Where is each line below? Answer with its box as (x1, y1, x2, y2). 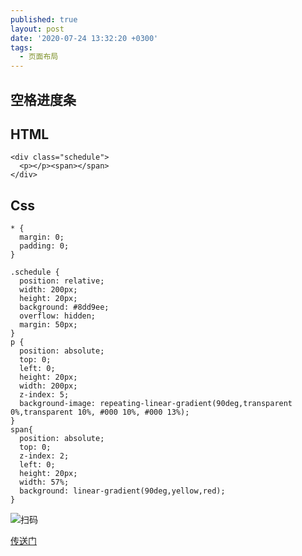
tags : (10, 42, 33, 53)
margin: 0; (19, 232, 65, 243)
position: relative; (19, 276, 105, 286)
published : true (10, 14, 78, 25)
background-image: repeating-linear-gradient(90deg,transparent (19, 399, 293, 409)
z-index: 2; (19, 451, 70, 461)
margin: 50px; (19, 320, 78, 330)
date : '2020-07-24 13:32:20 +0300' (10, 33, 159, 43)
